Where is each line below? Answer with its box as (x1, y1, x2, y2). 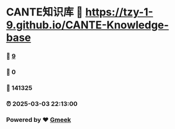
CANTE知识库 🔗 (6, 5, 83, 19)
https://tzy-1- (85, 5, 153, 19)
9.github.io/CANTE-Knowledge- (6, 18, 169, 32)
